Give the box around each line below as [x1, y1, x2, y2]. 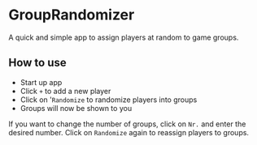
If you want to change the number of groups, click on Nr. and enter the [8, 119, 246, 129]
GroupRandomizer [8, 6, 135, 24]
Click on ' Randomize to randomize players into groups [20, 95, 198, 104]
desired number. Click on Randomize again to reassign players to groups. [8, 127, 250, 137]
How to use [8, 56, 67, 70]
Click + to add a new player [20, 86, 111, 96]
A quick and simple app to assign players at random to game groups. [8, 32, 239, 42]
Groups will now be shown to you [20, 103, 133, 113]
